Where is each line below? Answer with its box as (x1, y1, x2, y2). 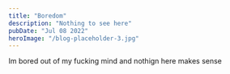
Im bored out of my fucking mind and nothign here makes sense (8, 56, 223, 66)
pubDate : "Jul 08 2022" (8, 27, 89, 35)
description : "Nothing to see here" (8, 19, 132, 27)
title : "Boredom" (8, 11, 67, 20)
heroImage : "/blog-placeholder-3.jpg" (8, 34, 139, 43)
